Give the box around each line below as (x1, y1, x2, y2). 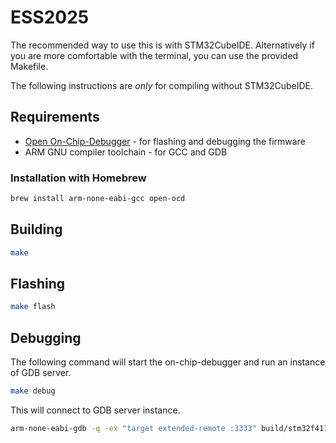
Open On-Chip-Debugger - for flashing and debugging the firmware (24, 135, 306, 147)
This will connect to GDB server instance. (10, 404, 181, 416)
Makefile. (10, 60, 49, 72)
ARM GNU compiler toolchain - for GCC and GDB (24, 146, 228, 158)
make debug (10, 386, 56, 396)
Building (10, 221, 63, 238)
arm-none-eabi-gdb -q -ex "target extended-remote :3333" (10, 423, 257, 433)
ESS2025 (10, 6, 90, 29)
